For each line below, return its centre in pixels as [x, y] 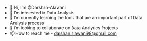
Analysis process [27, 23]
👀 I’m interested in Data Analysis [42, 13]
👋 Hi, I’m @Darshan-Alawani [38, 7]
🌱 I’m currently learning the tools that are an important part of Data [76, 18]
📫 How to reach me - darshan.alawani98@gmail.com [63, 33]
